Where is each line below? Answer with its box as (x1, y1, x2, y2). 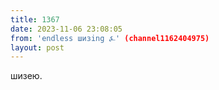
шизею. (10, 70, 43, 82)
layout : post (10, 42, 65, 53)
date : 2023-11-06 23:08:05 (10, 24, 123, 34)
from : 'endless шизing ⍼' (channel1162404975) (10, 33, 210, 43)
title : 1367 (10, 14, 60, 25)
